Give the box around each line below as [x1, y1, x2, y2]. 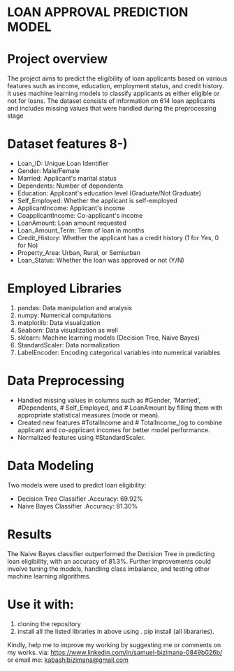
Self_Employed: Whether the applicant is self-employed [17, 197, 177, 205]
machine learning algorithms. [7, 572, 92, 580]
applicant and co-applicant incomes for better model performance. [17, 425, 210, 434]
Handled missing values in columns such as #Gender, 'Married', [17, 396, 201, 404]
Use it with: [7, 597, 75, 612]
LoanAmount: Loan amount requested [17, 219, 127, 228]
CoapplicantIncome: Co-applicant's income [17, 212, 143, 220]
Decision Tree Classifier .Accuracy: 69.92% [17, 494, 143, 503]
